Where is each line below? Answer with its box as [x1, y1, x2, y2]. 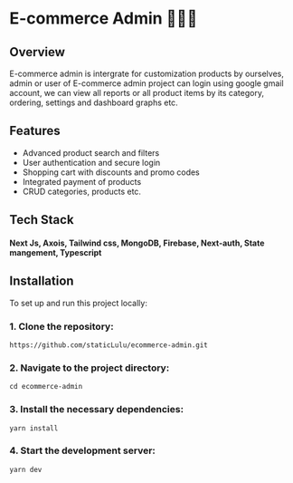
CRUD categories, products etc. [22, 186, 142, 197]
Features [9, 123, 61, 139]
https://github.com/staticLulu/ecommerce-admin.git [9, 340, 208, 350]
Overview [9, 44, 66, 60]
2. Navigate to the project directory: [9, 362, 170, 374]
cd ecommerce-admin [9, 382, 83, 391]
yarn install [9, 423, 59, 433]
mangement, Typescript [9, 246, 102, 257]
